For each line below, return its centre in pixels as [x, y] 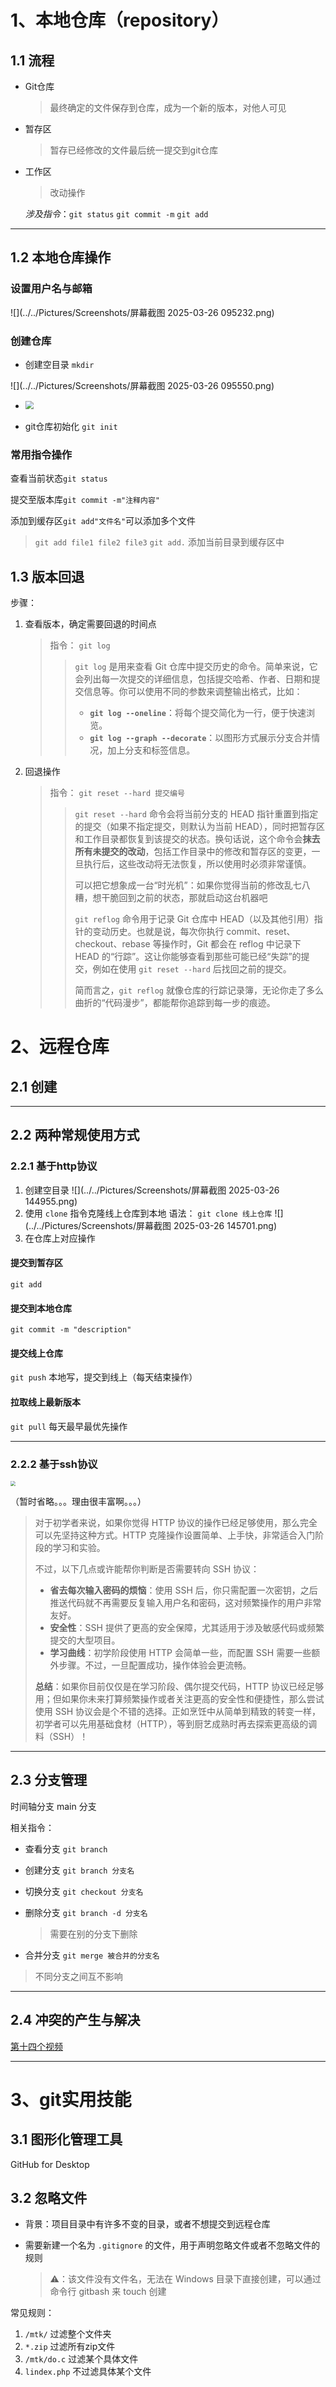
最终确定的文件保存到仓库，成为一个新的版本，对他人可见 [168, 107]
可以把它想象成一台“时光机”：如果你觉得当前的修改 [179, 885]
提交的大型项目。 [85, 1640]
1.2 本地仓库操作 [61, 257]
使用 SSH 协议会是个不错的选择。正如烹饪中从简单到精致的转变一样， [178, 1711]
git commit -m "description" [71, 1330]
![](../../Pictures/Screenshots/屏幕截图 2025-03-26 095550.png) [142, 385]
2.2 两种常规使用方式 [75, 1135]
